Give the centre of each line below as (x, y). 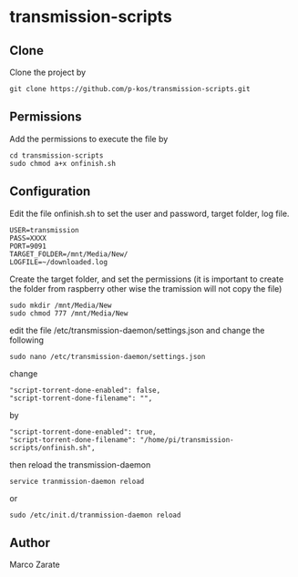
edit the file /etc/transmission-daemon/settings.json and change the (137, 330)
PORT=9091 (28, 246)
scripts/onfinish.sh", (52, 448)
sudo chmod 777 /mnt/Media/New (69, 313)
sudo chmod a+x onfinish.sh (63, 163)
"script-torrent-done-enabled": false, (85, 390)
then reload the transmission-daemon (80, 464)
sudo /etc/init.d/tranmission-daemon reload (95, 515)
